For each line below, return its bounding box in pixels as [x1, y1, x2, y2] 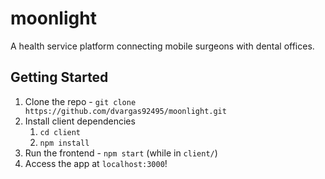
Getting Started [10, 69, 109, 86]
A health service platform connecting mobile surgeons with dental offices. [10, 40, 315, 52]
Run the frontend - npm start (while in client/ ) [24, 147, 218, 159]
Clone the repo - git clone [24, 95, 137, 107]
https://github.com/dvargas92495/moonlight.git [24, 106, 227, 116]
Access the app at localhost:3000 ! [24, 157, 168, 169]
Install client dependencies [24, 115, 136, 127]
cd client [39, 127, 82, 137]
